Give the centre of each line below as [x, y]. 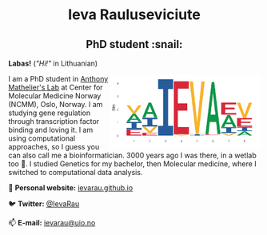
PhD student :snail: [134, 44]
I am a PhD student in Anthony [58, 79]
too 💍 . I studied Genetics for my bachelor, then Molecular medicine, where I [133, 164]
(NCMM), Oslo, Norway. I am [56, 104]
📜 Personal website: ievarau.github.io [71, 188]
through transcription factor [54, 121]
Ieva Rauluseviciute [134, 15]
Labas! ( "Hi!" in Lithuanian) [53, 63]
